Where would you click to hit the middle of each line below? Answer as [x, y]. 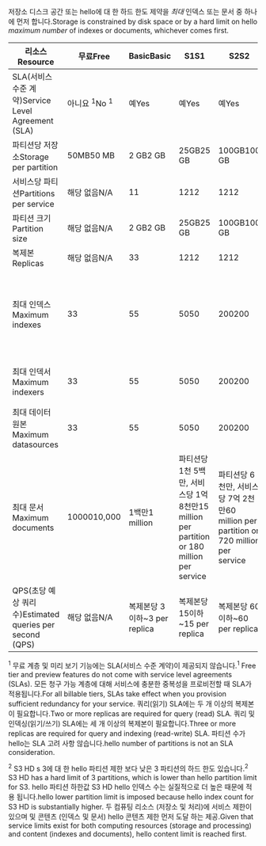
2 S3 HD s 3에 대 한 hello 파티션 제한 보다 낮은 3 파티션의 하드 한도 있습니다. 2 [128, 768]
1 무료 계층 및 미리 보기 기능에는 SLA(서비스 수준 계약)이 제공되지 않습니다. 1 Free [132, 665]
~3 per [156, 618]
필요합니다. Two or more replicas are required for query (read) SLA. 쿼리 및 [136, 713]
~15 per [194, 624]
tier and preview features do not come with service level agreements [120, 674]
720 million [239, 541]
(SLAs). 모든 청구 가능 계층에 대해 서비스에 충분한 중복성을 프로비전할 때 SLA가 [130, 684]
